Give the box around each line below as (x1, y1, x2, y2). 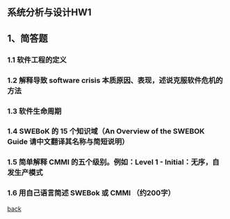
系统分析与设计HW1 (7, 6, 92, 19)
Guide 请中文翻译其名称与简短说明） (7, 137, 129, 147)
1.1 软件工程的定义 (7, 55, 67, 65)
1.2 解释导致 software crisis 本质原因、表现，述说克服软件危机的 (7, 75, 224, 85)
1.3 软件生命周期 (7, 106, 62, 116)
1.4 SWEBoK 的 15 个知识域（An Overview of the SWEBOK (7, 127, 205, 136)
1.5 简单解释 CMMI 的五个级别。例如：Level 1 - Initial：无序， (7, 157, 213, 167)
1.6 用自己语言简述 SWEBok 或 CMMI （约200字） (7, 188, 175, 198)
